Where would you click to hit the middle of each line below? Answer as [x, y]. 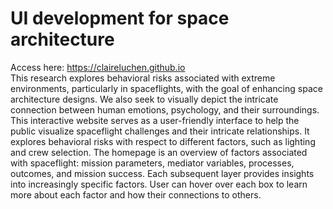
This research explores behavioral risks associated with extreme [143, 78]
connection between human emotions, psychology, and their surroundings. [165, 109]
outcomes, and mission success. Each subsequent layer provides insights [162, 173]
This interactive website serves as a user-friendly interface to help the [155, 120]
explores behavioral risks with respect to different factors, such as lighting [163, 141]
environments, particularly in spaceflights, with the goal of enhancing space [166, 88]
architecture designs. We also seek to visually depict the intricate [144, 99]
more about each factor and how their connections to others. [136, 194]
